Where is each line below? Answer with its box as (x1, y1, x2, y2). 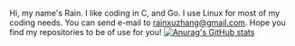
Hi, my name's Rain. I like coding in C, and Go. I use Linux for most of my (9, 8, 281, 18)
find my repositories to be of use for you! (9, 27, 162, 37)
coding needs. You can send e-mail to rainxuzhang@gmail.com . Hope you (9, 17, 287, 28)
